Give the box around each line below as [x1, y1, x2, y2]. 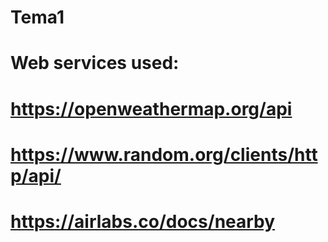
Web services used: [10, 52, 180, 75]
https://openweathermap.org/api [10, 97, 293, 120]
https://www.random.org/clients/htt [10, 143, 318, 166]
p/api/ [10, 164, 62, 187]
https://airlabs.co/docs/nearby [10, 210, 276, 233]
